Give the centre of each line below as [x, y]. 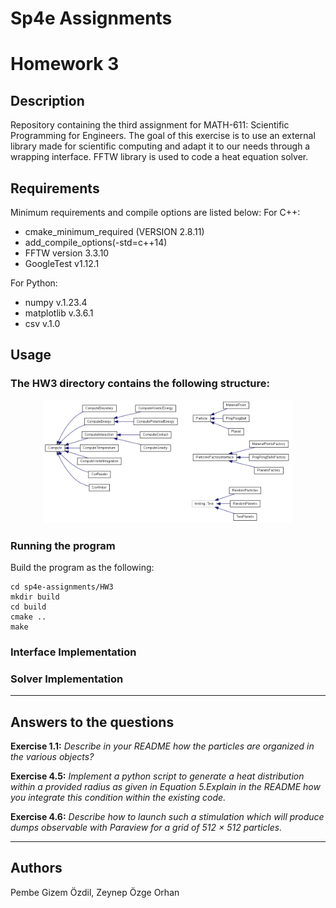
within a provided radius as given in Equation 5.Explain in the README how [165, 787]
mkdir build [35, 597]
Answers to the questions [92, 722]
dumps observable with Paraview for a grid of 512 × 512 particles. [146, 828]
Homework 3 [65, 64]
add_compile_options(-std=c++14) [96, 242]
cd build [28, 607]
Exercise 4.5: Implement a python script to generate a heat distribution [157, 776]
